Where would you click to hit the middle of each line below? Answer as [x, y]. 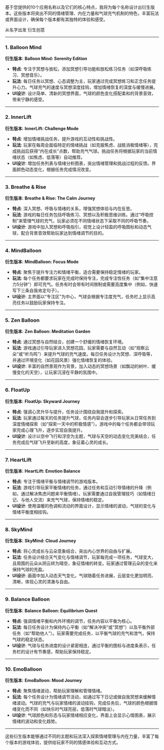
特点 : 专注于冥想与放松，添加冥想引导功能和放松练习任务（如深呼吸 [80, 69]
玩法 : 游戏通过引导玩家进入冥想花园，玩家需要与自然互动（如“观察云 [81, 348]
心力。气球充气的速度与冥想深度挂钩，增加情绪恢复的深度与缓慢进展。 [87, 88]
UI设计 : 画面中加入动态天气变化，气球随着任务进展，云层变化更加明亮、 [84, 575]
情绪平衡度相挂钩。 [31, 512]
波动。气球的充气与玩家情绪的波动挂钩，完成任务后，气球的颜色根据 [85, 703]
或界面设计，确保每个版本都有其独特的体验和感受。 [56, 19]
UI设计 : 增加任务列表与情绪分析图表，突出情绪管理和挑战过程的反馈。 [82, 163]
